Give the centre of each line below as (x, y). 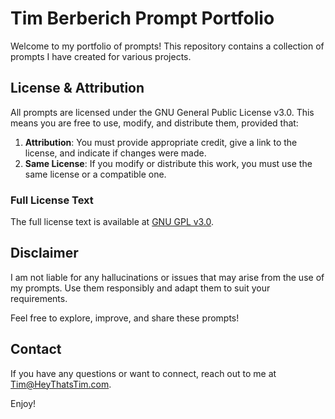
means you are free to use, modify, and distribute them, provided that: (154, 123)
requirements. (39, 298)
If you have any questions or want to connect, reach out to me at (143, 373)
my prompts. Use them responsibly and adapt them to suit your (140, 288)
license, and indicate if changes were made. (115, 153)
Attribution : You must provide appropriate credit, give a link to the (161, 142)
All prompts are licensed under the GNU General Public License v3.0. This (162, 112)
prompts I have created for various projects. (101, 56)
